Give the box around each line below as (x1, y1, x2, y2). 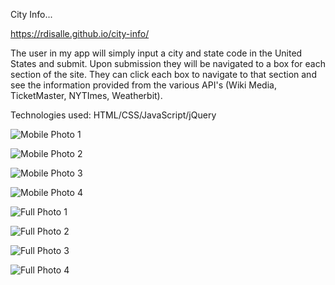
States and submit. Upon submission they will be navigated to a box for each (10, 58, 326, 69)
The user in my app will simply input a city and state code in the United (10, 47, 303, 59)
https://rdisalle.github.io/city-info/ (10, 28, 150, 39)
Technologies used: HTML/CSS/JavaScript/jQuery (10, 109, 217, 121)
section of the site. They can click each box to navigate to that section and (10, 69, 317, 80)
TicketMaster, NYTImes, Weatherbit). (10, 90, 163, 101)
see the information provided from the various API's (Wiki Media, (10, 79, 277, 91)
